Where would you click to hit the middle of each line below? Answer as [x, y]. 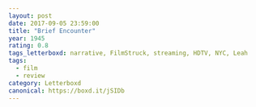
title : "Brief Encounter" [52, 31]
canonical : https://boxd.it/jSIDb [67, 91]
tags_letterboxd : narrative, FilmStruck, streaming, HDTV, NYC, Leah [128, 53]
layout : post [30, 16]
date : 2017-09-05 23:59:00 [54, 23]
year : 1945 [27, 38]
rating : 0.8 [28, 46]
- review [30, 76]
